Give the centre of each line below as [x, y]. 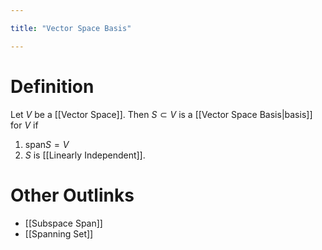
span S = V [47, 144]
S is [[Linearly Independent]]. [85, 155]
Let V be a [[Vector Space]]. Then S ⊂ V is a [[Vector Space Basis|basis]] [161, 114]
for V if [24, 125]
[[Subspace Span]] [63, 223]
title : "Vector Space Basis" [71, 28]
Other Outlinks [72, 195]
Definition [52, 86]
